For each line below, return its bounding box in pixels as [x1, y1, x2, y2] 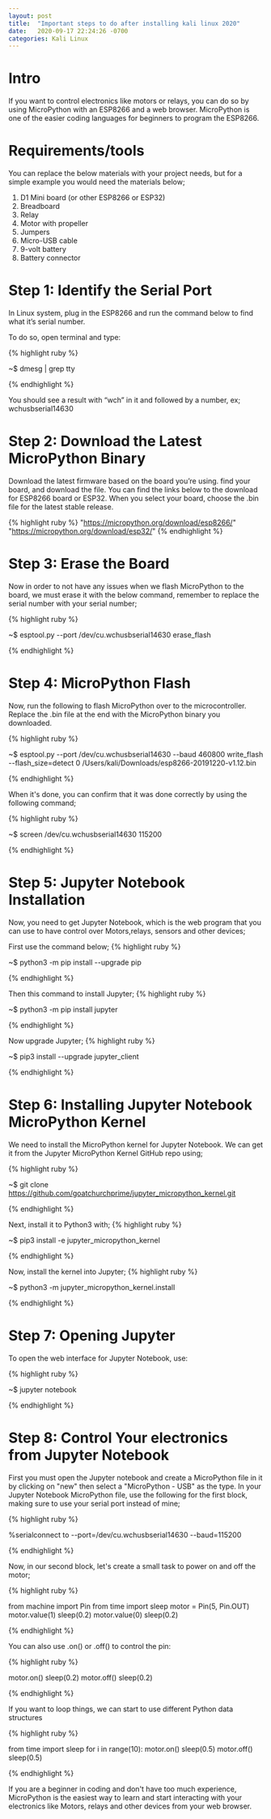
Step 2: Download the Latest [8, 432, 202, 450]
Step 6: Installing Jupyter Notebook [8, 1096, 252, 1114]
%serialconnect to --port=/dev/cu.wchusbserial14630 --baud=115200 [8, 1530, 242, 1540]
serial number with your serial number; [8, 599, 138, 608]
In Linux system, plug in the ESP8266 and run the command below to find [8, 309, 253, 318]
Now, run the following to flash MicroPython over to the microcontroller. [8, 701, 247, 710]
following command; [8, 798, 77, 807]
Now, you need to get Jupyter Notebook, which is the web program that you [8, 917, 261, 927]
